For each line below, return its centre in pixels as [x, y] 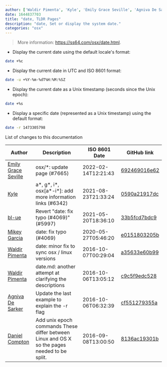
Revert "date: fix [54, 211]
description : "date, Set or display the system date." [63, 24]
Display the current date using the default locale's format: [71, 52]
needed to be [51, 351]
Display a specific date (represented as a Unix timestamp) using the [82, 113]
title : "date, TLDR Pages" [33, 19]
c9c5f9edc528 [139, 275]
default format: [28, 118]
